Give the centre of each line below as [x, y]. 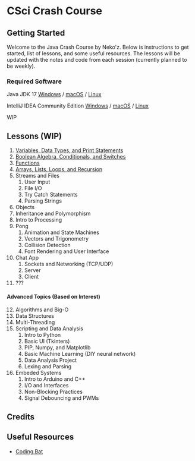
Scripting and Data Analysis [49, 329]
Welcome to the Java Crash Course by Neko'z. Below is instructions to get [98, 47]
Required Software [34, 81]
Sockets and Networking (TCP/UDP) [69, 264]
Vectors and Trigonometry [56, 239]
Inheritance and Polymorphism [53, 214]
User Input [37, 182]
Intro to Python [43, 335]
